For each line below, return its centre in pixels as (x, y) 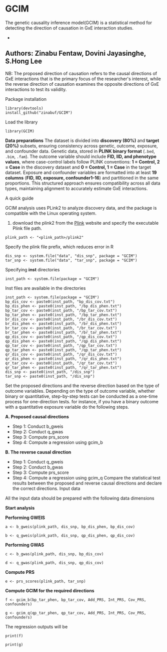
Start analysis (20, 508)
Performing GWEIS (25, 518)
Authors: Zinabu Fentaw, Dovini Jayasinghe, (76, 53)
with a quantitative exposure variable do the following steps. (67, 407)
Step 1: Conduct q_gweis (38, 461)
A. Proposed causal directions (37, 416)
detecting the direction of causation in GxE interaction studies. (69, 28)
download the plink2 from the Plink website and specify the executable (85, 223)
